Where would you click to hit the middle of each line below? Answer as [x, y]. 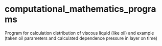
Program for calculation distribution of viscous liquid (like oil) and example [79, 33]
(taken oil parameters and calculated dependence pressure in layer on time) [81, 38]
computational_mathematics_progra [80, 9]
